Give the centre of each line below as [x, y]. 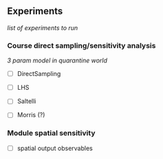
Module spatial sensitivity [51, 133]
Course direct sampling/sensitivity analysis [81, 45]
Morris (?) [31, 115]
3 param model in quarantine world [57, 60]
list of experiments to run [43, 27]
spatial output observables [55, 148]
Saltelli [26, 101]
